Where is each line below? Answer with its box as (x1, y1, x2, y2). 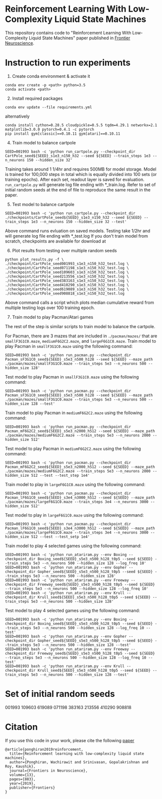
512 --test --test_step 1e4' (31, 473, 90, 478)
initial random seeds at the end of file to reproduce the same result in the (5, 187, 151, 192)
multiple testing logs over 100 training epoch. (5, 305, 96, 311)
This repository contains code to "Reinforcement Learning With (5, 30, 131, 35)
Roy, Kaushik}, (5, 764, 36, 769)
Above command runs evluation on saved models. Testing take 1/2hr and (5, 227, 150, 234)
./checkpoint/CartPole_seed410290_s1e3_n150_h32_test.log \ (5, 282, 130, 287)
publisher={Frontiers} (9, 785, 55, 790)
